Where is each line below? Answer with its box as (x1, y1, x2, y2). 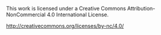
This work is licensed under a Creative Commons (6, 5, 126, 12)
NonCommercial (6, 11, 46, 18)
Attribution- (127, 5, 156, 12)
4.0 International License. (47, 11, 109, 18)
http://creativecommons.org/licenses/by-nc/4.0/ (6, 23, 124, 29)
